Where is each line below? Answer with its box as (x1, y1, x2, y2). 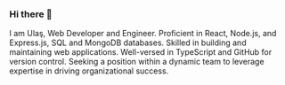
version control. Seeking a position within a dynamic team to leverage (9, 57, 265, 67)
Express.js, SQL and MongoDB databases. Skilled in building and (9, 37, 247, 48)
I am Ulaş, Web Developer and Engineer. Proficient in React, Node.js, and (9, 28, 277, 39)
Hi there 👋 (9, 8, 53, 20)
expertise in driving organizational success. (9, 66, 169, 76)
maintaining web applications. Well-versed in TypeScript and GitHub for (9, 47, 273, 58)
